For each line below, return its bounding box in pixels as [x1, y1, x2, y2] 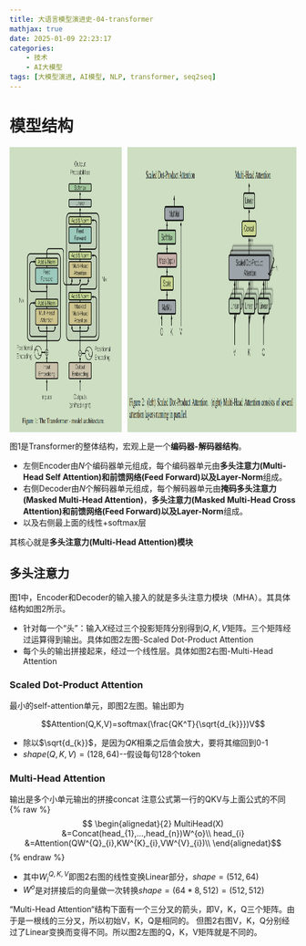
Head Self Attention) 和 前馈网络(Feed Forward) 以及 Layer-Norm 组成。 [22, 471, 288, 483]
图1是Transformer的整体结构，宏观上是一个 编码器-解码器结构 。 [9, 441, 247, 452]
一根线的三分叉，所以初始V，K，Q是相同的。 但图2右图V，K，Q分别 [25, 915, 282, 926]
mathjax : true [9, 24, 64, 34]
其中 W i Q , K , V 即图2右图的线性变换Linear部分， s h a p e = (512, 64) [22, 869, 260, 884]
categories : [9, 44, 55, 53]
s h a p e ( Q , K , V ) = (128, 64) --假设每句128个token [22, 748, 201, 759]
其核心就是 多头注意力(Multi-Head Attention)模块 [9, 536, 194, 547]
